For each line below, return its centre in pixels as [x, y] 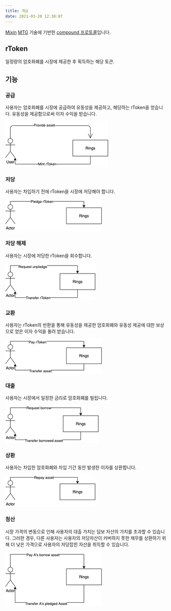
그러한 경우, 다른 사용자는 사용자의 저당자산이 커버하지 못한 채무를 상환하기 [87, 538]
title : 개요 [17, 11]
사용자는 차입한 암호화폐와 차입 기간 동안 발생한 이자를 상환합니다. [71, 468]
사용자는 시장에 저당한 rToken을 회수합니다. [49, 255]
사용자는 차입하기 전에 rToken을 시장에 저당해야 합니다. [60, 192]
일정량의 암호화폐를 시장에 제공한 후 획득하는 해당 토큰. [60, 62]
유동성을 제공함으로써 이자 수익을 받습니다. [55, 114]
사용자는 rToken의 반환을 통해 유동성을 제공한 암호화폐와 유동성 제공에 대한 [80, 325]
